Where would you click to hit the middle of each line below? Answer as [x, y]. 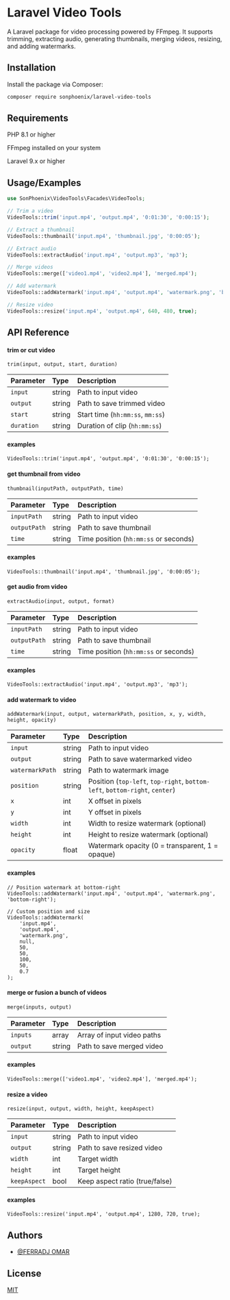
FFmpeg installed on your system [54, 148]
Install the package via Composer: [55, 84]
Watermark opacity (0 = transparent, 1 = [153, 846]
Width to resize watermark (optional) [147, 823]
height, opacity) [32, 720]
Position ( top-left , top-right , [136, 782]
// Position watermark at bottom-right [64, 887]
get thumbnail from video [44, 474]
